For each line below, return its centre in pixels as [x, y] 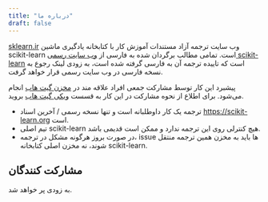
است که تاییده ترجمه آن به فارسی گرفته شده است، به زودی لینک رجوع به [136, 63]
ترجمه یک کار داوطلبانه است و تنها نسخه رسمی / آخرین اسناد [111, 111]
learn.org [35, 119]
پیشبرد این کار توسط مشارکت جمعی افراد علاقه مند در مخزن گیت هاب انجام [122, 87]
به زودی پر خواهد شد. [40, 190]
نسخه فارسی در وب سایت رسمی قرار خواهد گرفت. [86, 71]
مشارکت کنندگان [45, 170]
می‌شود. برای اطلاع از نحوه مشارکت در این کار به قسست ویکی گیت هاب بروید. [126, 95]
